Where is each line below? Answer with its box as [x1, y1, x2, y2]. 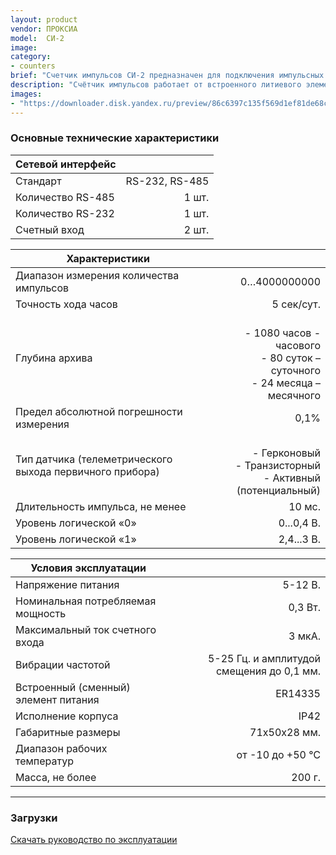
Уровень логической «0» [15, 516, 137, 530]
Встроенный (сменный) [15, 680, 131, 694]
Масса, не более [15, 770, 97, 784]
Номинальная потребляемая [15, 594, 157, 608]
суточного [270, 363, 321, 377]
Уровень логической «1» [15, 532, 137, 546]
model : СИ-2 [10, 33, 65, 43]
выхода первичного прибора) [15, 464, 160, 478]
